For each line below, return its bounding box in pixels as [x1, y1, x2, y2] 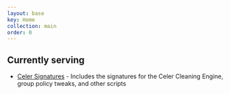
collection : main [7, 22, 57, 29]
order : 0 [7, 29, 32, 36]
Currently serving [7, 54, 84, 65]
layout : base [7, 10, 45, 17]
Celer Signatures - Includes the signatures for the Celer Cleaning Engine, [16, 72, 224, 80]
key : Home [7, 16, 36, 23]
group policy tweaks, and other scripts [16, 80, 126, 88]
